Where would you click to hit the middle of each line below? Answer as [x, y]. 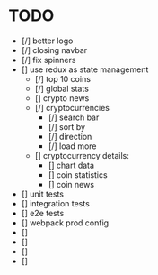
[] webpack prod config [65, 223]
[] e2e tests [43, 213]
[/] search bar [74, 117]
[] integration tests [56, 203]
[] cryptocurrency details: [82, 155]
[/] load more [72, 146]
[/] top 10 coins [63, 78]
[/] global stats [61, 88]
